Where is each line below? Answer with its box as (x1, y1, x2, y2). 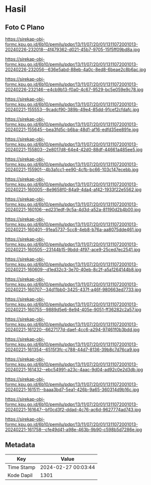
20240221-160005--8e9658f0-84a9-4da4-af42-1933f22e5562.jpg (5, 187, 142, 193)
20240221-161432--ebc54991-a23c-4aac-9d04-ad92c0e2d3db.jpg (5, 367, 143, 372)
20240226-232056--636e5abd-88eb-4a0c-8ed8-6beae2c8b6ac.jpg (5, 66, 146, 72)
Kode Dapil (7, 472, 33, 479)
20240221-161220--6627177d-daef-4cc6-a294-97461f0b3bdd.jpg (5, 326, 140, 332)
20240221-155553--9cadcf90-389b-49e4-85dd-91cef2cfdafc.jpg (5, 107, 140, 112)
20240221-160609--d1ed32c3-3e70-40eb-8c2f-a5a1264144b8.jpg (5, 267, 141, 272)
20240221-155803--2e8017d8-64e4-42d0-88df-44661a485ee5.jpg (5, 147, 143, 152)
